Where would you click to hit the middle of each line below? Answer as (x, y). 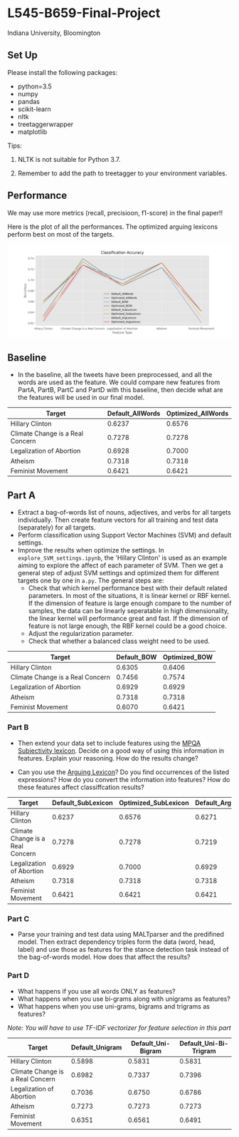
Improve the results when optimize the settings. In (91, 550)
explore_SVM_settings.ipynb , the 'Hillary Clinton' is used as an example (122, 558)
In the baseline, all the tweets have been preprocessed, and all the (115, 375)
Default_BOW (137, 657)
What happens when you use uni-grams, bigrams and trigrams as (113, 1006)
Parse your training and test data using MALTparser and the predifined (121, 935)
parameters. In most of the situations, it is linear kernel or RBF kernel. (129, 596)
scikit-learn (34, 109)
